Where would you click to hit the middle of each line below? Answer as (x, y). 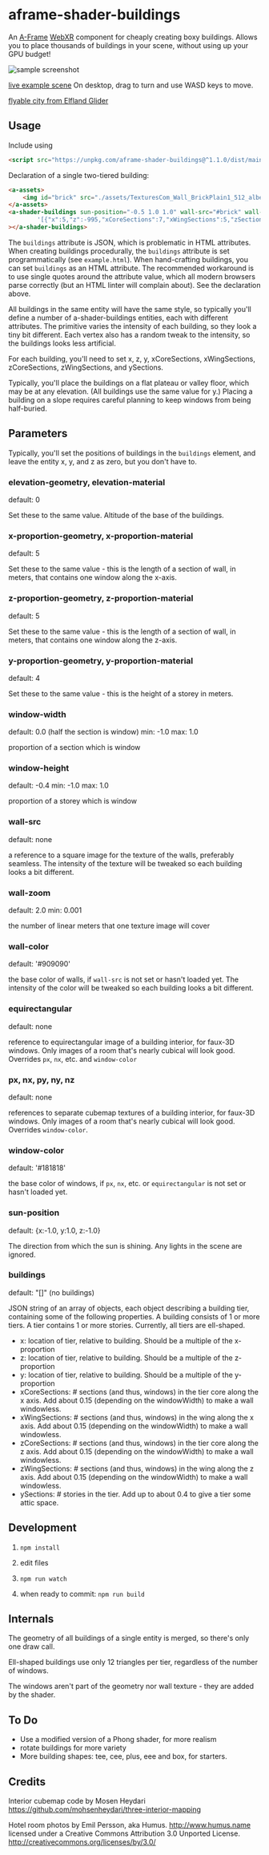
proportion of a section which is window (74, 747)
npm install (40, 1548)
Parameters (38, 433)
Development (43, 1528)
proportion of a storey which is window (73, 801)
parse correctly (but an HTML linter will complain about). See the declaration (134, 285)
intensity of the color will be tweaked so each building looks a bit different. (131, 988)
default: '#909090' (39, 964)
